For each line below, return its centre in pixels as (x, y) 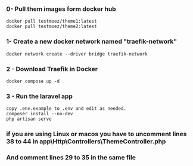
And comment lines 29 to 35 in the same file (71, 158)
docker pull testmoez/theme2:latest (52, 27)
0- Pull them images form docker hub (61, 9)
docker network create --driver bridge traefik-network (77, 54)
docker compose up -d (33, 81)
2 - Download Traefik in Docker (52, 69)
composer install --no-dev (40, 114)
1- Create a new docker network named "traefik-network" (92, 42)
